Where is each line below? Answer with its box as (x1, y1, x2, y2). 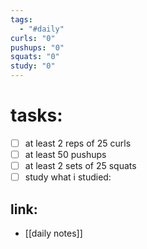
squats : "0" (10, 52, 60, 62)
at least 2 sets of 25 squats (24, 160, 137, 172)
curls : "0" (10, 33, 56, 43)
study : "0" (10, 61, 56, 71)
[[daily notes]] (24, 227, 83, 239)
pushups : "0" (10, 42, 65, 53)
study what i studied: (24, 171, 112, 183)
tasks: (10, 104, 63, 127)
